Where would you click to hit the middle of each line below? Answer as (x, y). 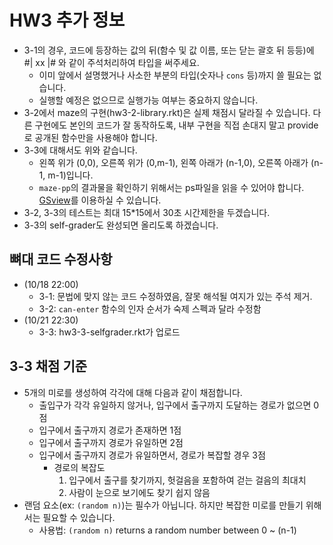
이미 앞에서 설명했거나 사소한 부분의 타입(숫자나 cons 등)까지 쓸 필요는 (175, 75)
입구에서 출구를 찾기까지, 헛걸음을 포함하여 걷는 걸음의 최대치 (187, 480)
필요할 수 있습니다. (79, 517)
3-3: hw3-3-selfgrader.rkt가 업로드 (109, 332)
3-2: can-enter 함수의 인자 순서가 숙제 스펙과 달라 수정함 (150, 308)
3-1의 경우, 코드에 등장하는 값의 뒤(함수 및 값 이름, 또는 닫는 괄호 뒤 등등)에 (169, 50)
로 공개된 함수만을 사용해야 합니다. (90, 137)
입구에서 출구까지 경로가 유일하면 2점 (111, 442)
